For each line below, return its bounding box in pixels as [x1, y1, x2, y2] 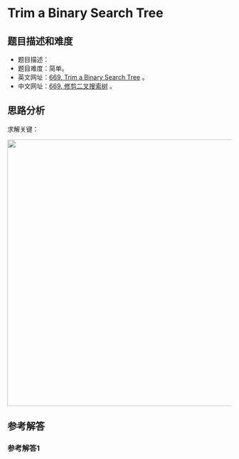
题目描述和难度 [7, 35, 73, 47]
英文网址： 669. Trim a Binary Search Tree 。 [17, 73, 149, 81]
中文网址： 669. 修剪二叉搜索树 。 [17, 82, 116, 90]
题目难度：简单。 [17, 64, 68, 72]
